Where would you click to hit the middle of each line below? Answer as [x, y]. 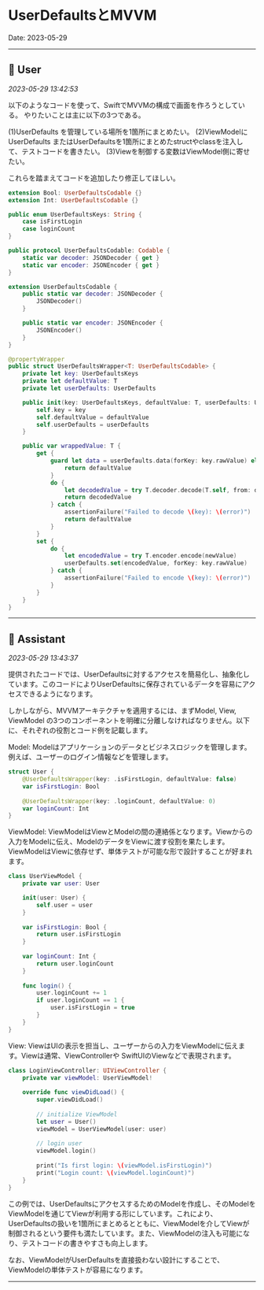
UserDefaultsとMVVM [82, 15]
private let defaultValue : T [70, 381]
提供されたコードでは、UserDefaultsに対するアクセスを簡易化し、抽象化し [129, 674]
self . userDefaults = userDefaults [93, 424]
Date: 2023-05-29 [38, 37]
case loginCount [49, 229]
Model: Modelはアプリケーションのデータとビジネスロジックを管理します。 [130, 747]
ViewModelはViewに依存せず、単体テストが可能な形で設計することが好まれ [130, 851]
